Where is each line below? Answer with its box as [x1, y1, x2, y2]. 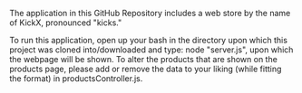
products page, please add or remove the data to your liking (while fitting [9, 63, 282, 74]
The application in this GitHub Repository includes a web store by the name [9, 8, 291, 18]
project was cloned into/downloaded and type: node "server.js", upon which [9, 44, 294, 55]
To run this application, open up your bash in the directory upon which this [9, 35, 288, 45]
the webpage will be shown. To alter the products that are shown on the [9, 54, 278, 64]
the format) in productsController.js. [9, 73, 143, 84]
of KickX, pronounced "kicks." [9, 17, 122, 28]
